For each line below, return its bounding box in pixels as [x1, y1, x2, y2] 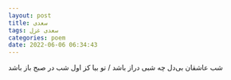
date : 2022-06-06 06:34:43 [8, 41, 98, 49]
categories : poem [8, 33, 66, 42]
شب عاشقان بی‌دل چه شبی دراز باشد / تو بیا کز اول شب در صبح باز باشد [8, 63, 223, 72]
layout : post [8, 11, 52, 20]
